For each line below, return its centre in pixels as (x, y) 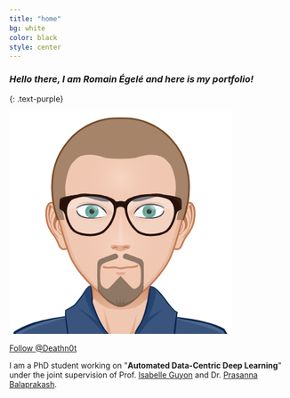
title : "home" (36, 19)
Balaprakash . (33, 384)
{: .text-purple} (36, 99)
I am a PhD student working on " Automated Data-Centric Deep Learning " (145, 365)
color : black (33, 37)
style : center (36, 47)
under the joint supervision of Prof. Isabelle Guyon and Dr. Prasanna (133, 375)
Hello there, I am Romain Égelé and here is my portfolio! (131, 79)
